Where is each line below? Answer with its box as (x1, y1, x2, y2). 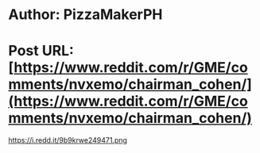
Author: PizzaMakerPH (8, 6, 163, 24)
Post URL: (8, 42, 74, 60)
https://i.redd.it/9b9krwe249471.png (8, 136, 127, 145)
